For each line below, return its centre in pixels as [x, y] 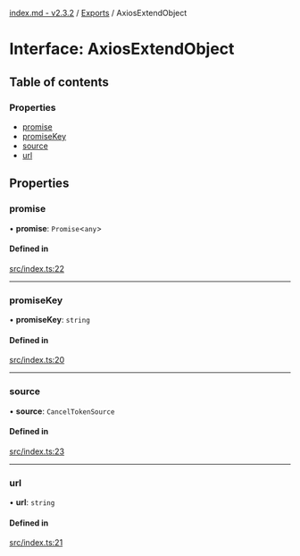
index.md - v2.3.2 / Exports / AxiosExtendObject [98, 13]
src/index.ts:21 [36, 543]
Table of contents [59, 82]
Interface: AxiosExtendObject [122, 49]
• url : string [32, 502]
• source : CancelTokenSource [62, 411]
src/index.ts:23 [37, 451]
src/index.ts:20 [37, 360]
